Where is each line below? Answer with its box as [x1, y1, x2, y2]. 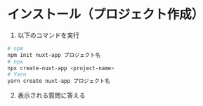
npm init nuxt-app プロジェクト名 [7, 51, 101, 58]
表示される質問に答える [17, 91, 86, 100]
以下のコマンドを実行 [17, 31, 79, 39]
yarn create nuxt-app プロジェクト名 [7, 78, 110, 85]
